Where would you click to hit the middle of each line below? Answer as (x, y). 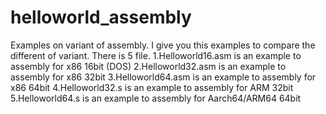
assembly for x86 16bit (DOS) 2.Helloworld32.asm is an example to (148, 66)
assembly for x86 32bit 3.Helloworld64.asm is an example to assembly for (163, 77)
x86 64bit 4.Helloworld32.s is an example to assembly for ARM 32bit (152, 87)
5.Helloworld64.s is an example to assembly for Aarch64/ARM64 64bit (156, 98)
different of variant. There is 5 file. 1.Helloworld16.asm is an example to (156, 55)
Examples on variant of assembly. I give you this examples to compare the (163, 45)
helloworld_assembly (101, 17)
